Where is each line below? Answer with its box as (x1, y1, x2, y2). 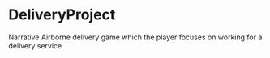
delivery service (8, 40, 62, 50)
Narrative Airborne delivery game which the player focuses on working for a (8, 32, 263, 42)
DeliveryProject (8, 6, 116, 24)
